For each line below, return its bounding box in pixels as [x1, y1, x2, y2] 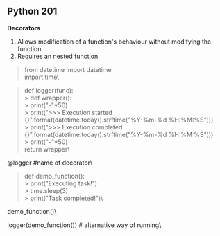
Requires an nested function [17, 52, 99, 60]
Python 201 [7, 6, 58, 17]
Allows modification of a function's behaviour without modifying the [17, 37, 212, 46]
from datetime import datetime [24, 65, 112, 73]
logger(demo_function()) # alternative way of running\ [7, 221, 162, 229]
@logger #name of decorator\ [7, 158, 93, 167]
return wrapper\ [24, 145, 70, 153]
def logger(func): [24, 86, 74, 94]
